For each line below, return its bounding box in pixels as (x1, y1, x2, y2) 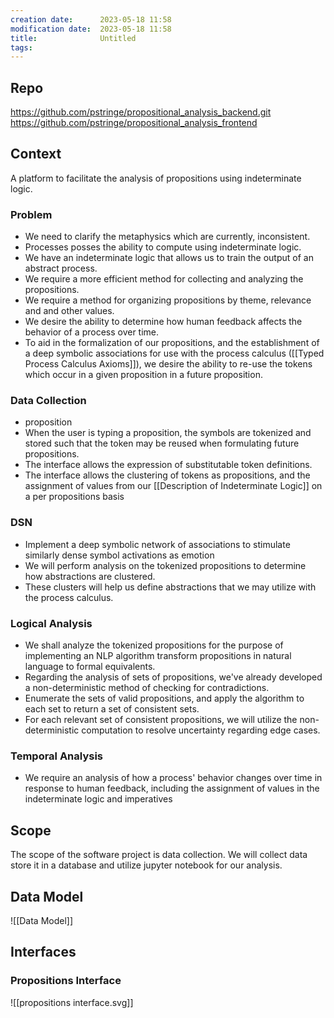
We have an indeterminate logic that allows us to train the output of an (24, 252, 314, 264)
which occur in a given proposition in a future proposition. (24, 369, 263, 381)
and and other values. (24, 305, 115, 317)
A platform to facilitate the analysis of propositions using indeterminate (10, 172, 302, 184)
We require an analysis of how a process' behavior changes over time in (24, 772, 323, 784)
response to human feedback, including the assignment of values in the (24, 782, 320, 795)
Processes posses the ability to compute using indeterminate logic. (24, 241, 302, 253)
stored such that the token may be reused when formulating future (24, 437, 300, 450)
